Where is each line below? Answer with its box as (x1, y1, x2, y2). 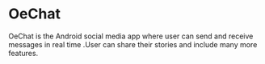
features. (8, 48, 39, 58)
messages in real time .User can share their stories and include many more (8, 39, 258, 49)
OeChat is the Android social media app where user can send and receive (8, 31, 254, 41)
